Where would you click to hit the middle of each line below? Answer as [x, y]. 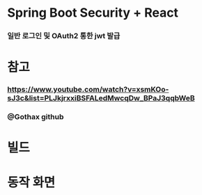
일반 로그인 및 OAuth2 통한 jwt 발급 [64, 36]
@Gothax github [36, 117]
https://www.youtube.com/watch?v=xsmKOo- [88, 90]
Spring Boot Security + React [93, 13]
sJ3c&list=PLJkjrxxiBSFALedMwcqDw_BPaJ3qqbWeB [101, 98]
